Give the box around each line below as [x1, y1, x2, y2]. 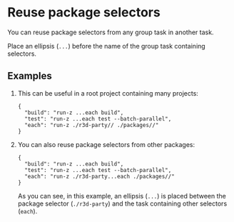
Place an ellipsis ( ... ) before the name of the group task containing [7, 41, 205, 50]
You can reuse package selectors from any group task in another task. [7, 28, 214, 36]
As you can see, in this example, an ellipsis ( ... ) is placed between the [17, 191, 226, 200]
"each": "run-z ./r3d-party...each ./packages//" [24, 173, 175, 180]
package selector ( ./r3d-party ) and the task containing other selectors [17, 199, 228, 208]
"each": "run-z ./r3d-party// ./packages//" [24, 121, 159, 128]
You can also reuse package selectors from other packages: [17, 140, 195, 148]
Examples [7, 70, 52, 82]
